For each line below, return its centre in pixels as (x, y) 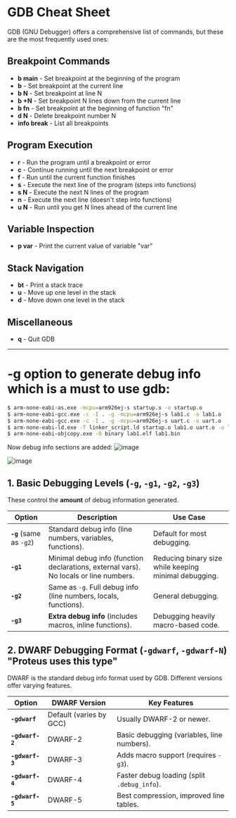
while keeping (176, 567)
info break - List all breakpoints (63, 123)
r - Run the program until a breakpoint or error (84, 162)
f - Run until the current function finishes (76, 177)
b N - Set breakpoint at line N (60, 93)
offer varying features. (40, 685)
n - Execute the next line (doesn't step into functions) (94, 199)
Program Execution (50, 145)
